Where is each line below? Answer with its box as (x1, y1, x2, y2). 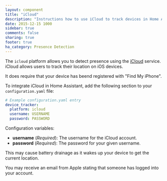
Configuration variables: (5, 125, 55, 131)
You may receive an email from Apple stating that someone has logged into (5, 165, 159, 171)
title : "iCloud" (5, 12, 39, 17)
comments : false (5, 30, 39, 35)
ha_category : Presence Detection (5, 44, 75, 49)
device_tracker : (5, 102, 39, 107)
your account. (5, 170, 34, 176)
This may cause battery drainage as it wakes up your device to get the (5, 150, 149, 156)
